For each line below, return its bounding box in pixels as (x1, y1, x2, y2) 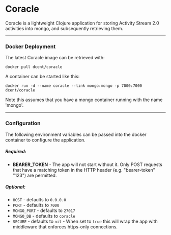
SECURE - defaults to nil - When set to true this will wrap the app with (12, 218, 158, 225)
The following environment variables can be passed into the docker (5, 131, 147, 137)
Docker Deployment (5, 43, 56, 50)
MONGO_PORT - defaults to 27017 (12, 207, 75, 214)
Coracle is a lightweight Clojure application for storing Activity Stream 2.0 (5, 20, 159, 26)
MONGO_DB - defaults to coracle (12, 213, 75, 219)
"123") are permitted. (12, 172, 57, 178)
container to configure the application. (5, 136, 85, 143)
